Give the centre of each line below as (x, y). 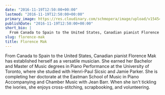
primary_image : (21, 19)
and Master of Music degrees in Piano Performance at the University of (77, 66)
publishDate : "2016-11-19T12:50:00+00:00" (49, 23)
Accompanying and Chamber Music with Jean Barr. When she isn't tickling (81, 82)
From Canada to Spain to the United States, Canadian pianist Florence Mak (81, 56)
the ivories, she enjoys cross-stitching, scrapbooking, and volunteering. (78, 87)
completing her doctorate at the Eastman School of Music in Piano (72, 76)
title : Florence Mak (26, 42)
